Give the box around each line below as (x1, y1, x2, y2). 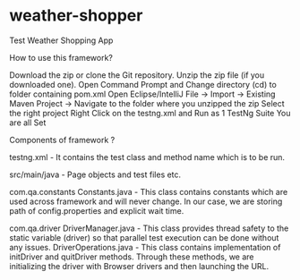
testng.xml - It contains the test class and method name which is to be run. (9, 151, 285, 162)
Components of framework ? (9, 134, 116, 145)
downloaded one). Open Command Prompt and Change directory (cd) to (9, 79, 278, 89)
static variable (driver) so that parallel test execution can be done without (9, 232, 279, 242)
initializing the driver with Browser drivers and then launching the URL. (9, 260, 270, 271)
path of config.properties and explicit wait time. (9, 205, 184, 216)
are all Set (9, 117, 47, 128)
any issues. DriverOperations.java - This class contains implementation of (9, 242, 281, 252)
